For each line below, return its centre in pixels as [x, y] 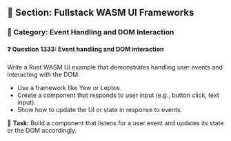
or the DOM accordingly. [42, 130]
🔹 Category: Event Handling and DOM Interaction [91, 32]
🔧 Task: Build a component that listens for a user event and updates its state [115, 123]
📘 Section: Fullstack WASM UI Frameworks [101, 13]
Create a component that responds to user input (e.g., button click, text [118, 95]
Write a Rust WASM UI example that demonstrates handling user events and [115, 67]
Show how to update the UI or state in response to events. [100, 109]
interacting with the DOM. [44, 74]
